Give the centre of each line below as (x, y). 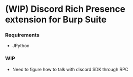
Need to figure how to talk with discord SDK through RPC (70, 69)
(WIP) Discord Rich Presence (65, 9)
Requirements (22, 35)
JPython (21, 46)
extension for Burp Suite (56, 19)
